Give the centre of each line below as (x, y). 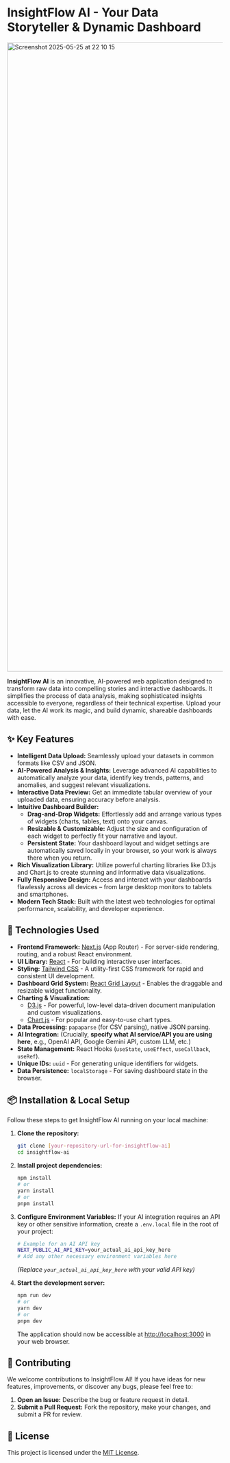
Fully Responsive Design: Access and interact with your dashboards (114, 880)
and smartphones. (43, 894)
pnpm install (36, 1204)
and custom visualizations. (65, 1012)
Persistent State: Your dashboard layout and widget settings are (118, 843)
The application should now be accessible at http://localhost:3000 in (114, 1334)
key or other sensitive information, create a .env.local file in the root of (118, 1224)
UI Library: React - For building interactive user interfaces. (100, 961)
